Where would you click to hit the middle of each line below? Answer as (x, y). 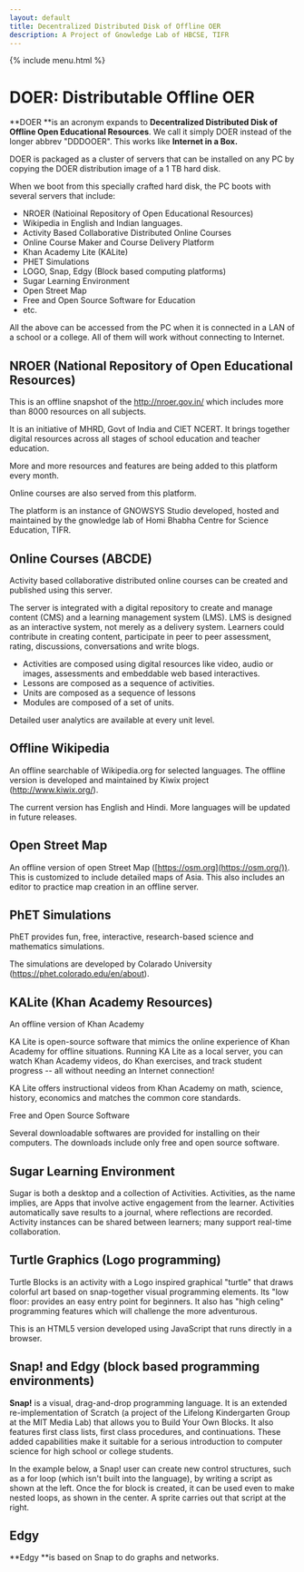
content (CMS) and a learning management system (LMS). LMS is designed (151, 617)
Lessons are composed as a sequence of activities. (118, 683)
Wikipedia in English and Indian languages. (103, 223)
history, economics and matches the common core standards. (125, 1098)
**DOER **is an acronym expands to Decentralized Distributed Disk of (144, 123)
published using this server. (61, 590)
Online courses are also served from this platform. (103, 493)
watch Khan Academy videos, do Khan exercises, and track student (136, 1061)
